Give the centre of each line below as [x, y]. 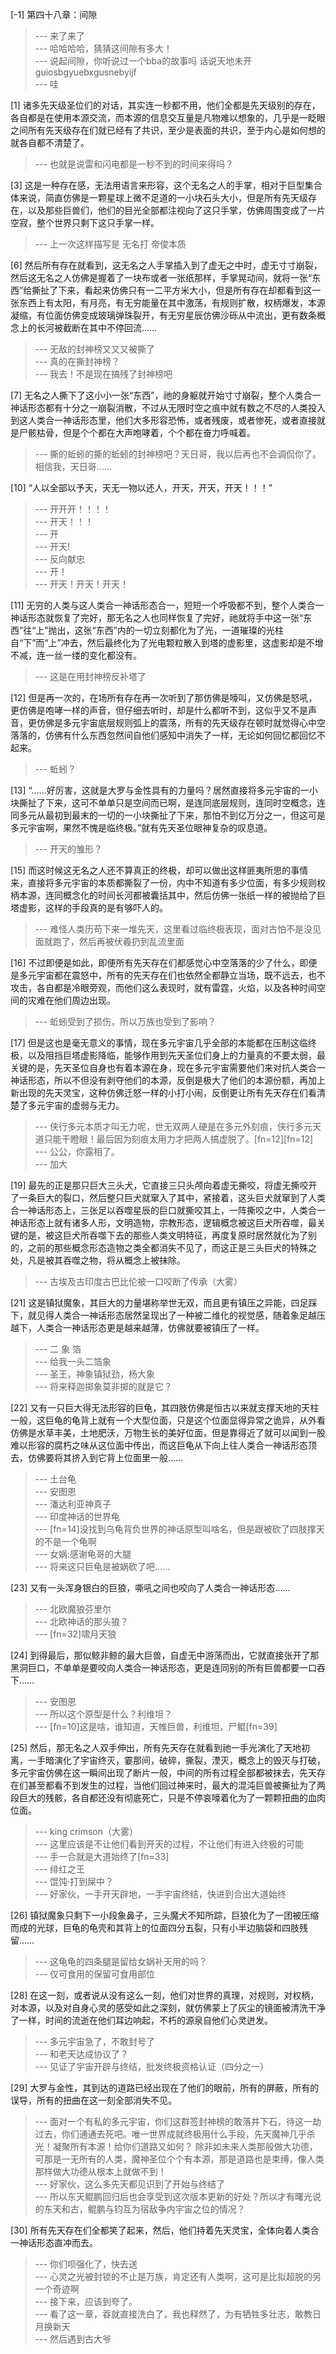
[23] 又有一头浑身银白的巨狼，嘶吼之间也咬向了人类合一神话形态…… [150, 1587]
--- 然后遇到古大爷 [73, 2339]
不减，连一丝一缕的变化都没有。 [76, 655]
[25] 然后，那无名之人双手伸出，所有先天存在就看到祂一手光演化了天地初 [160, 1747]
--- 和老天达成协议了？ [82, 2054]
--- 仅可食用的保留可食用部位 [95, 1974]
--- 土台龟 [55, 1479]
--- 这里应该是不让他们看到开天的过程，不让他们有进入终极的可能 [169, 1844]
